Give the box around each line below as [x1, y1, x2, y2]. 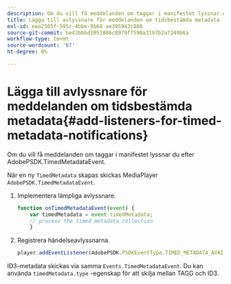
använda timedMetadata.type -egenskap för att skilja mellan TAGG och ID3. [7, 269, 219, 278]
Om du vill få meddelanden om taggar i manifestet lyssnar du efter [7, 150, 195, 158]
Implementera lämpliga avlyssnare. [16, 191, 116, 200]
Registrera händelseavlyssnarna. [16, 236, 110, 244]
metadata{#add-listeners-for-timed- [7, 113, 222, 129]
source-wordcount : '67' [7, 42, 76, 49]
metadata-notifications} [7, 128, 149, 143]
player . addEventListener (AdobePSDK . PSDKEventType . [16, 250, 166, 257]
